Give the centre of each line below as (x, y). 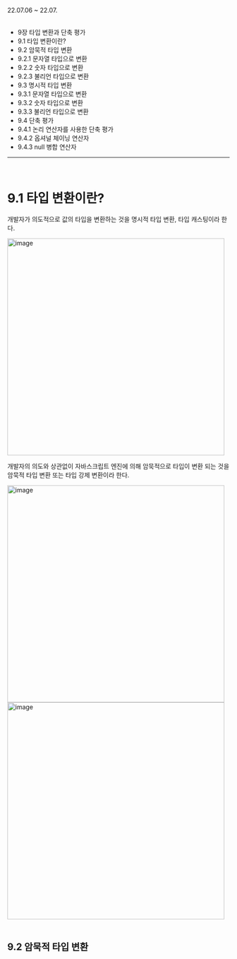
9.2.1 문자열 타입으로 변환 (52, 59)
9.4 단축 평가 (36, 120)
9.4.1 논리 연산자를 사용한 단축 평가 (66, 129)
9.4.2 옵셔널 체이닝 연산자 (53, 138)
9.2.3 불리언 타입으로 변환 (53, 76)
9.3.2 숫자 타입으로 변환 (50, 103)
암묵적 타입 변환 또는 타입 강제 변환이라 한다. (68, 475)
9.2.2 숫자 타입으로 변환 (50, 67)
